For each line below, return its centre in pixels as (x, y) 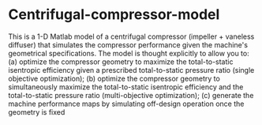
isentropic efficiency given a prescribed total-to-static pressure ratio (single (131, 70)
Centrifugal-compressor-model (114, 15)
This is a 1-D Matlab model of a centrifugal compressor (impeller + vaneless (131, 36)
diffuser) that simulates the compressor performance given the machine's (128, 44)
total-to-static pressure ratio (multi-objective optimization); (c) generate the (131, 95)
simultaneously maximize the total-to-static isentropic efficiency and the (126, 87)
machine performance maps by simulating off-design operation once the (126, 104)
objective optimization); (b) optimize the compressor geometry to (114, 78)
